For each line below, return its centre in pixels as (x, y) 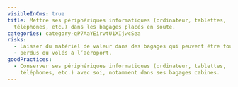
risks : (17, 40)
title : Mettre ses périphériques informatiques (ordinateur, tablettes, (117, 20)
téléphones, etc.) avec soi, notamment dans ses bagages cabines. (120, 72)
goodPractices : (30, 60)
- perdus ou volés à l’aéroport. (63, 53)
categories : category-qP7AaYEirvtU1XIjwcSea (74, 33)
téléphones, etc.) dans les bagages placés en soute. (95, 27)
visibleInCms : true (36, 14)
